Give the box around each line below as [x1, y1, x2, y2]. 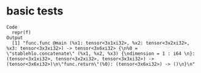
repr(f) [12, 29, 32, 36]
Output [6, 34, 23, 40]
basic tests [6, 4, 64, 18]
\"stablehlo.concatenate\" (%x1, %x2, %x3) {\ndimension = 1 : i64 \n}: [6, 50, 196, 57]
